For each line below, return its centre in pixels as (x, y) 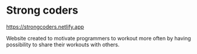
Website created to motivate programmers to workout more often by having (99, 38)
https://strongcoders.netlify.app (45, 27)
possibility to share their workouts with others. (63, 45)
